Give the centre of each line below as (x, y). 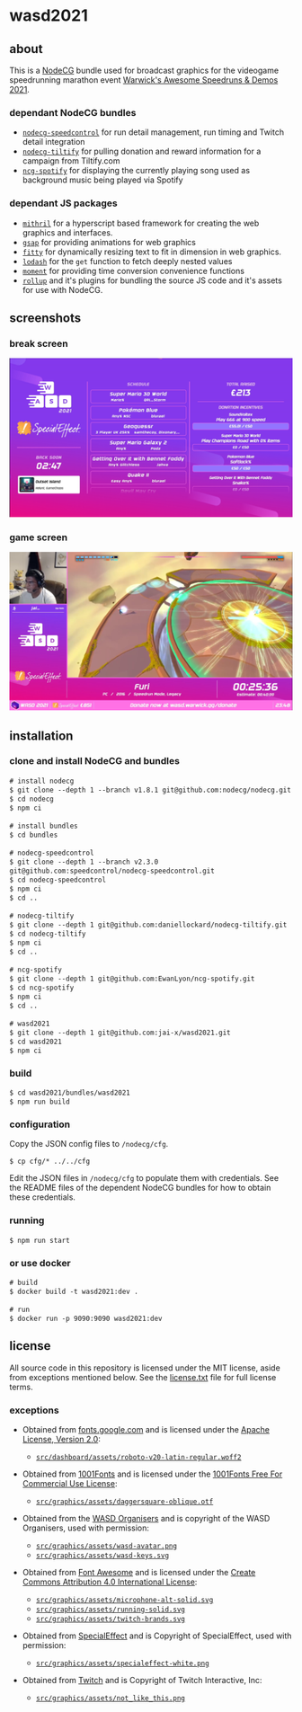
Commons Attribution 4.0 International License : (110, 1582)
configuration (40, 1124)
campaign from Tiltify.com (71, 161)
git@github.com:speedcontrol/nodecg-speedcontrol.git (112, 871)
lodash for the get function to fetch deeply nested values (127, 261)
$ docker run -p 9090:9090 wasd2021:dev (86, 1318)
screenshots (45, 318)
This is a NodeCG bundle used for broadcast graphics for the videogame (144, 70)
